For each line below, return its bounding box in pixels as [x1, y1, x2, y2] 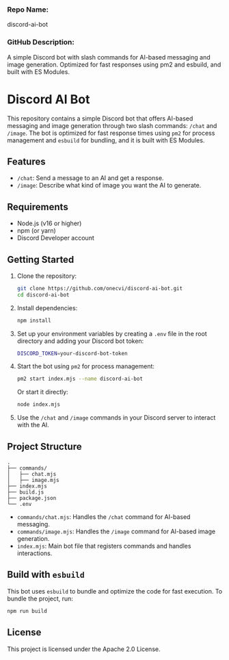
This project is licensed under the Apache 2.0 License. [7, 645, 161, 653]
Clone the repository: [16, 272, 77, 280]
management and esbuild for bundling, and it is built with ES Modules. [7, 136, 205, 144]
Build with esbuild [7, 569, 85, 581]
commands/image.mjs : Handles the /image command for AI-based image [16, 527, 216, 535]
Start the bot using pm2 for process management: [16, 362, 155, 370]
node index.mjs [16, 401, 61, 408]
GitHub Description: [7, 38, 75, 47]
